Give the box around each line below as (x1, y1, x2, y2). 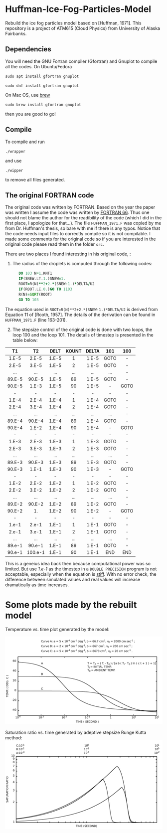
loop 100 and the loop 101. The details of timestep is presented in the (12, 332, 154, 337)
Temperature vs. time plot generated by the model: (5, 626, 110, 632)
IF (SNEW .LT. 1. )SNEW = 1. (18, 276, 66, 281)
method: (5, 735, 22, 741)
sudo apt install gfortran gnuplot (5, 74, 79, 79)
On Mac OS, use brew (5, 92, 50, 98)
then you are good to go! (5, 111, 56, 117)
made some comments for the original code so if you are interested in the (5, 236, 156, 242)
